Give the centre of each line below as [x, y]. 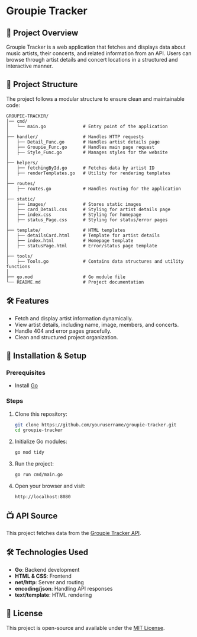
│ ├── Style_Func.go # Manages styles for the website [87, 152]
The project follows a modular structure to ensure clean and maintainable [96, 98]
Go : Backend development [47, 569]
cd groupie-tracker [39, 430]
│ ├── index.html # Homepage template [70, 241]
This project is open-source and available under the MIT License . [85, 628]
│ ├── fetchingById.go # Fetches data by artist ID [80, 168]
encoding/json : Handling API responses [64, 588]
